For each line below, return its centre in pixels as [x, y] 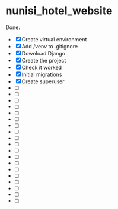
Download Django [44, 53]
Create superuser [43, 81]
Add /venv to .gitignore [50, 46]
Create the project [44, 60]
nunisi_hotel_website [59, 11]
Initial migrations [42, 74]
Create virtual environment [54, 39]
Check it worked [42, 67]
